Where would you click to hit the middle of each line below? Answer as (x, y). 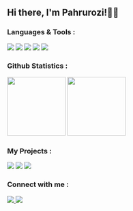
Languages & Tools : (41, 32)
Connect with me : (38, 184)
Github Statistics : (38, 66)
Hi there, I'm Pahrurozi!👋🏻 (63, 13)
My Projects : (30, 151)
